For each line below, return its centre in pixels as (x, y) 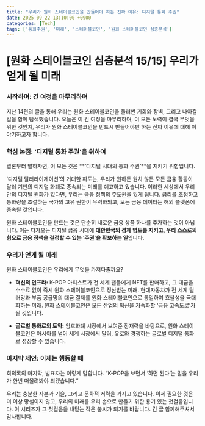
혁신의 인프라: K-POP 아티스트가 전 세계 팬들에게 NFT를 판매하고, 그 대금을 (104, 283)
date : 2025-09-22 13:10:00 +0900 (49, 18)
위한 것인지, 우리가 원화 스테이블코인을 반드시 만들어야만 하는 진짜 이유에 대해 (98, 126)
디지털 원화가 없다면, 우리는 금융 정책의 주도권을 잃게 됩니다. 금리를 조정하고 (108, 194)
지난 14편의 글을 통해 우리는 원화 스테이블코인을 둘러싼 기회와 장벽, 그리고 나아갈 (102, 111)
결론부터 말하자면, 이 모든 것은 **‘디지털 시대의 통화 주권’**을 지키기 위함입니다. (101, 166)
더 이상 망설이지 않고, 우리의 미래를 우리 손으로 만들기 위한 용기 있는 (87, 401)
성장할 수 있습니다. (44, 341)
